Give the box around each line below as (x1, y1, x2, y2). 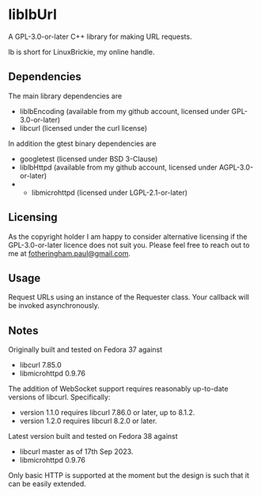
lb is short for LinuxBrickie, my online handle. (8, 47, 155, 56)
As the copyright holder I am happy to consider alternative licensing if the (8, 231, 248, 241)
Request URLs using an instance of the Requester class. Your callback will (8, 292, 249, 302)
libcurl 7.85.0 (19, 361, 62, 370)
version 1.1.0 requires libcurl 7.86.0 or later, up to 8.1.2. (19, 408, 195, 418)
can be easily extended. (8, 479, 87, 489)
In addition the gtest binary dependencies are (8, 139, 157, 148)
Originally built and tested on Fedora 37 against (8, 345, 163, 354)
